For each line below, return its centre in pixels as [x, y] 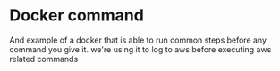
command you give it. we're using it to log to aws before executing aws [140, 49]
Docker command [77, 16]
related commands [44, 59]
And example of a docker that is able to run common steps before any [138, 40]
